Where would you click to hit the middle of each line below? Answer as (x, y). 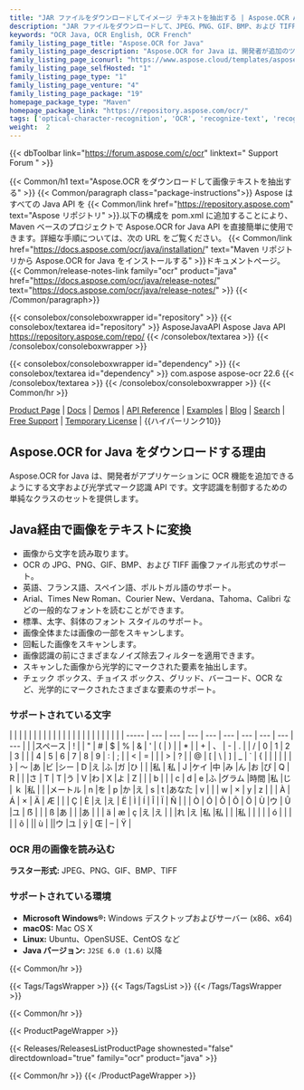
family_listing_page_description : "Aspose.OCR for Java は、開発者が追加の (149, 52)
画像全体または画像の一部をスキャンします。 (105, 632)
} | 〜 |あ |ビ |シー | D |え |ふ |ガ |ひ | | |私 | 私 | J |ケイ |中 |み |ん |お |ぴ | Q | (150, 767)
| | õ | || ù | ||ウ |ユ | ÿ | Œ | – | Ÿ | (71, 823)
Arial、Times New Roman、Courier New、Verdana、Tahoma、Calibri (152, 598)
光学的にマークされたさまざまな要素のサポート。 (129, 689)
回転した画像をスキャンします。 (82, 643)
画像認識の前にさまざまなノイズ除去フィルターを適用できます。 (141, 655)
